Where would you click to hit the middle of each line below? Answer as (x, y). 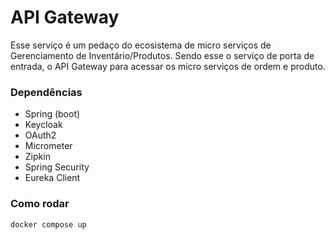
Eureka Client (52, 178)
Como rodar (40, 204)
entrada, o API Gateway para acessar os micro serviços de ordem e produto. (168, 66)
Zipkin (37, 157)
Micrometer (48, 146)
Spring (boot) (52, 114)
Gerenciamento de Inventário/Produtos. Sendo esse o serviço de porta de (162, 55)
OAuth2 (40, 135)
